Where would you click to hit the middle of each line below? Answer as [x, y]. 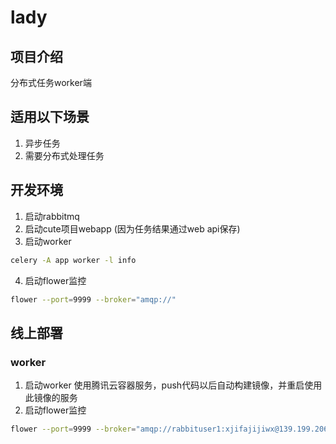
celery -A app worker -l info [73, 260]
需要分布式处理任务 [64, 155]
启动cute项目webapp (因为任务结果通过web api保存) [132, 228]
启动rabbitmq [52, 216]
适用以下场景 [50, 117]
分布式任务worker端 [51, 82]
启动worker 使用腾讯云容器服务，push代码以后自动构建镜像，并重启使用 [173, 385]
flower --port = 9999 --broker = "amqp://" [93, 299]
